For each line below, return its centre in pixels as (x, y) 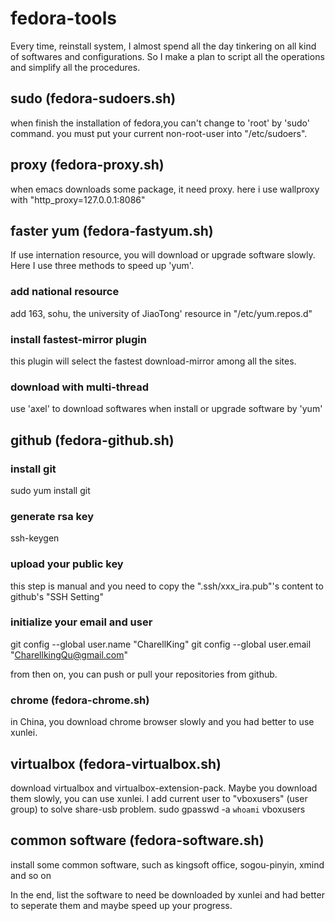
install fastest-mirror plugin (78, 339)
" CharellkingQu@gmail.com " (69, 654)
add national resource (65, 292)
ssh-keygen (35, 538)
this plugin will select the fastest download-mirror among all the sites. (153, 361)
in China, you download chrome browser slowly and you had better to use (162, 722)
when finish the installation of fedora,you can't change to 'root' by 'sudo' (160, 123)
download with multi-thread (80, 387)
